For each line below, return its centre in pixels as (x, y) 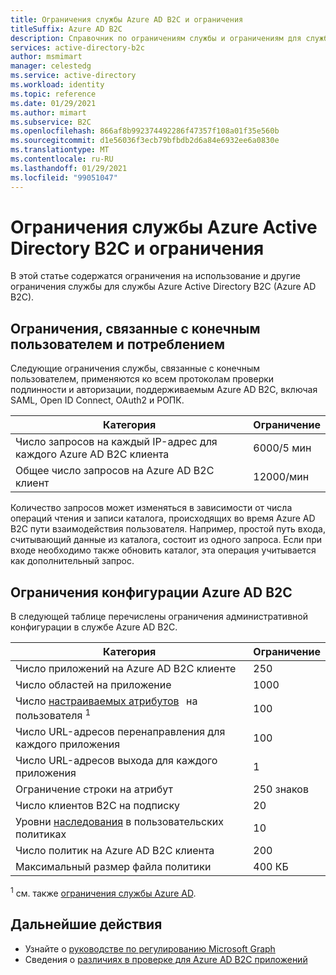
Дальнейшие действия (86, 924)
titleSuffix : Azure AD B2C (66, 29)
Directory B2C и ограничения (137, 248)
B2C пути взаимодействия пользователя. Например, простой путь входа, (168, 529)
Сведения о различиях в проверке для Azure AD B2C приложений (166, 959)
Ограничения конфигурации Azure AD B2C (151, 592)
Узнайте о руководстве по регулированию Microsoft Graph (150, 948)
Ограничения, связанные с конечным (135, 328)
